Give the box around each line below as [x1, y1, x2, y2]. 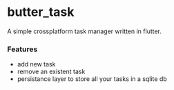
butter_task [7, 4, 75, 20]
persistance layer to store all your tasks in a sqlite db [17, 75, 167, 83]
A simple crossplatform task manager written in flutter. [7, 27, 162, 35]
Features [7, 44, 38, 54]
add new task [17, 60, 56, 69]
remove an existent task [17, 67, 86, 76]
